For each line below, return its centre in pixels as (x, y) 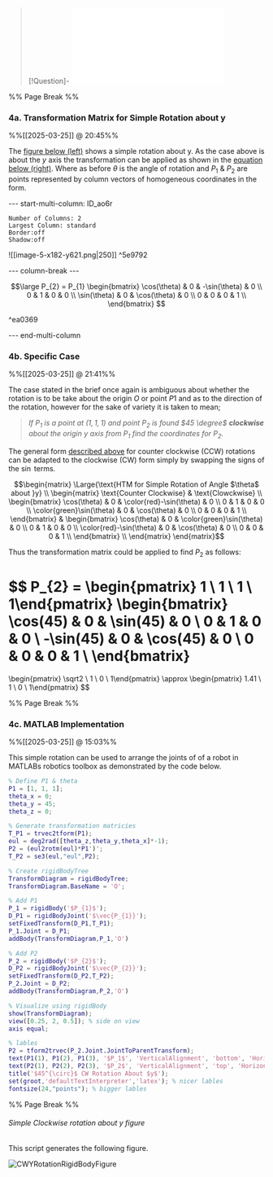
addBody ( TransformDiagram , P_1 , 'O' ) (69, 939)
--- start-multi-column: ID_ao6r (61, 203)
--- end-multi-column (45, 335)
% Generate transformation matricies (72, 826)
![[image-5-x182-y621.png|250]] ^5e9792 (78, 255)
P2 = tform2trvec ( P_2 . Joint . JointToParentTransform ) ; (102, 1051)
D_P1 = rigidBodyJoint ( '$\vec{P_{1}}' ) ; (78, 916)
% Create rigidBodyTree (49, 871)
